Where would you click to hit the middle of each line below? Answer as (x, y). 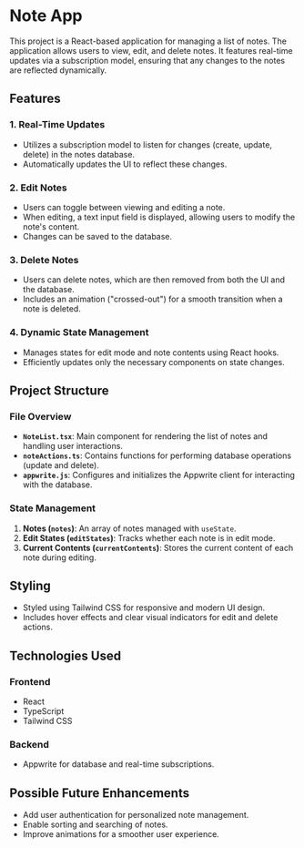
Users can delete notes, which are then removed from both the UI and (153, 280)
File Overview (41, 416)
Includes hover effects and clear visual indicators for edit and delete (150, 618)
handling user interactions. (72, 446)
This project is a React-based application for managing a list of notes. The (148, 41)
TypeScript (43, 711)
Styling (30, 585)
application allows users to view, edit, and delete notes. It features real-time (151, 50)
